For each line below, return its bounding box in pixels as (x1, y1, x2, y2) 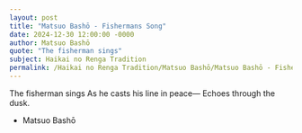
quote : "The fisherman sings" (9, 47, 123, 56)
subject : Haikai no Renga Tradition (9, 55, 147, 64)
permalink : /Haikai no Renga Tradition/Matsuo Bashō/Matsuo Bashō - (9, 64, 271, 73)
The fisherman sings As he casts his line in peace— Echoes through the (9, 87, 276, 99)
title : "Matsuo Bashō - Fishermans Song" (9, 22, 167, 31)
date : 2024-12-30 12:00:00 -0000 (9, 30, 135, 39)
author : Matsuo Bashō (9, 38, 91, 48)
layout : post (9, 13, 58, 22)
